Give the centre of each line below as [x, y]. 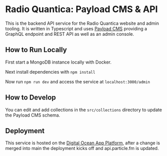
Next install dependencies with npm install [50, 72]
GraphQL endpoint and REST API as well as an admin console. [70, 34]
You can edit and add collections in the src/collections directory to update [84, 110]
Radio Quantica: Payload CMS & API [81, 9]
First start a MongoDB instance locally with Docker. [59, 62]
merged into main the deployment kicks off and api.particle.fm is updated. [82, 148]
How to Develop [31, 98]
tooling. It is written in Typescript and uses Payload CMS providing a [76, 28]
